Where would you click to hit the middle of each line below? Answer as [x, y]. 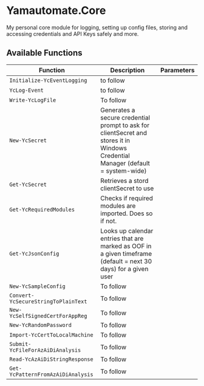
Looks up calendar [127, 230]
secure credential [125, 117]
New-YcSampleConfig [37, 286]
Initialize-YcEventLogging [48, 80]
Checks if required [127, 198]
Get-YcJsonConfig [34, 253]
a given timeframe [126, 253]
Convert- [22, 295]
